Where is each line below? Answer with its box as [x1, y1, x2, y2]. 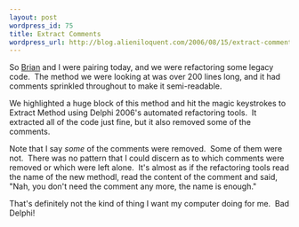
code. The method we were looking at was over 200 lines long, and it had [9, 72, 281, 82]
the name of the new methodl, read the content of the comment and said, [9, 172, 279, 183]
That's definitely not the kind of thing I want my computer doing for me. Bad [9, 199, 290, 209]
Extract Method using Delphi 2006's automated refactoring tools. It [9, 107, 257, 118]
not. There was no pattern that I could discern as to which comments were [9, 153, 285, 164]
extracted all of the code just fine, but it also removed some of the [9, 117, 252, 128]
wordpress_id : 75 [9, 21, 74, 30]
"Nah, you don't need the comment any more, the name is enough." [9, 181, 257, 192]
